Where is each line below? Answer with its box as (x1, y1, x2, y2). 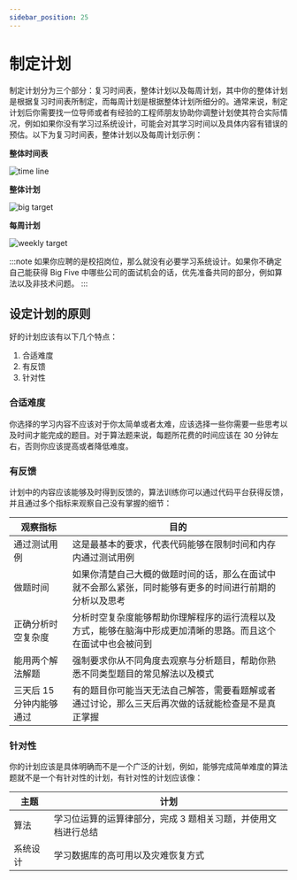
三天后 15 (13, 683, 55, 696)
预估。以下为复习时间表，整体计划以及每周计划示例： (9, 129, 203, 140)
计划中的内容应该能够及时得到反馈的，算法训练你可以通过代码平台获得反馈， (9, 486, 288, 497)
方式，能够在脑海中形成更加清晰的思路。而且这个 (72, 624, 277, 637)
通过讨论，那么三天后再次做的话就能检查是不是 (72, 697, 268, 709)
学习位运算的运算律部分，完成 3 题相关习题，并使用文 (53, 813, 277, 825)
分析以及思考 (72, 594, 126, 606)
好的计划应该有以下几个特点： (9, 331, 118, 342)
